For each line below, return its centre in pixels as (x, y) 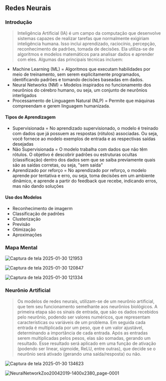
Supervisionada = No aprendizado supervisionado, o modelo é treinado (85, 128)
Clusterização (27, 219)
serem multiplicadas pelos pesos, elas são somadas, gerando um (84, 338)
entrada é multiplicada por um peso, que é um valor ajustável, (80, 327)
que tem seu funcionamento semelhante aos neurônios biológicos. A (87, 306)
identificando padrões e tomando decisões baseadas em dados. (78, 79)
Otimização (24, 229)
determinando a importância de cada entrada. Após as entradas (83, 333)
